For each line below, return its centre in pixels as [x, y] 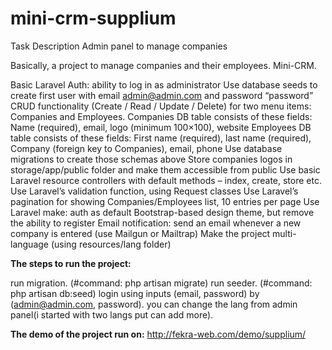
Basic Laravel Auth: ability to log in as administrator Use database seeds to [164, 84]
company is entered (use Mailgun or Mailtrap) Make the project [140, 233]
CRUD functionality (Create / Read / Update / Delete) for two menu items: [161, 106]
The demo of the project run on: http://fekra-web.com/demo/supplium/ [158, 334]
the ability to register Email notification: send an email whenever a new [156, 223]
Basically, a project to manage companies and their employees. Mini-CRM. [163, 65]
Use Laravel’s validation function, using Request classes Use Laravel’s [154, 191]
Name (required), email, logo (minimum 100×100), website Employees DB [161, 127]
